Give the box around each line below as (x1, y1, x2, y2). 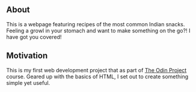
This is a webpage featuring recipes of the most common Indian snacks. (6, 20, 185, 27)
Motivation (6, 51, 48, 61)
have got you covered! (6, 33, 62, 41)
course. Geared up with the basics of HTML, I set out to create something (6, 73, 189, 80)
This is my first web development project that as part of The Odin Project (6, 66, 187, 73)
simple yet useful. (6, 79, 51, 86)
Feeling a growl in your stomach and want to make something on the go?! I (6, 27, 191, 34)
